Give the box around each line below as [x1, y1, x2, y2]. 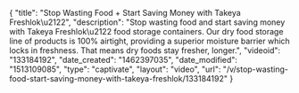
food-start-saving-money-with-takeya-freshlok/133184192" [9, 74, 228, 83]
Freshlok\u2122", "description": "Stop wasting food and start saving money [9, 17, 286, 27]
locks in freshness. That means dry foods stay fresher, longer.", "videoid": [9, 45, 281, 56]
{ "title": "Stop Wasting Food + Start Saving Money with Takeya [9, 8, 241, 18]
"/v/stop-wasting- [222, 64, 288, 74]
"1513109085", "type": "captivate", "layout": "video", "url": [9, 64, 221, 74]
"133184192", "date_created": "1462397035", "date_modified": [9, 55, 238, 65]
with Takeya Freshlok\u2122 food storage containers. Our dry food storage [9, 27, 284, 36]
